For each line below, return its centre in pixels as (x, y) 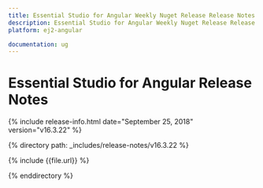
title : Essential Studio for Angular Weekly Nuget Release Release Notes (132, 15)
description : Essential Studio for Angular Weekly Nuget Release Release (132, 23)
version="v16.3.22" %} (45, 130)
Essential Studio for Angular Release (130, 83)
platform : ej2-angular (45, 30)
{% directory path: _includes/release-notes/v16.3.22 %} (98, 146)
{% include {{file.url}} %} (49, 160)
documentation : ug (38, 44)
